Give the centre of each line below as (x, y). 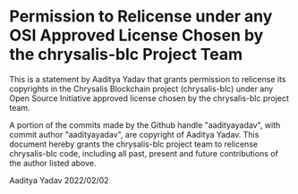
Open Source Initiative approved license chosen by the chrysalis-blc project (149, 98)
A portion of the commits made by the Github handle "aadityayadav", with (145, 125)
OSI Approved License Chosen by (136, 35)
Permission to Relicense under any (141, 17)
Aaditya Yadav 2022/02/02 (59, 180)
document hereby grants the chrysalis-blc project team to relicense (133, 144)
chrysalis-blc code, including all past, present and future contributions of (144, 153)
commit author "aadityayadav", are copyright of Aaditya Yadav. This (134, 134)
